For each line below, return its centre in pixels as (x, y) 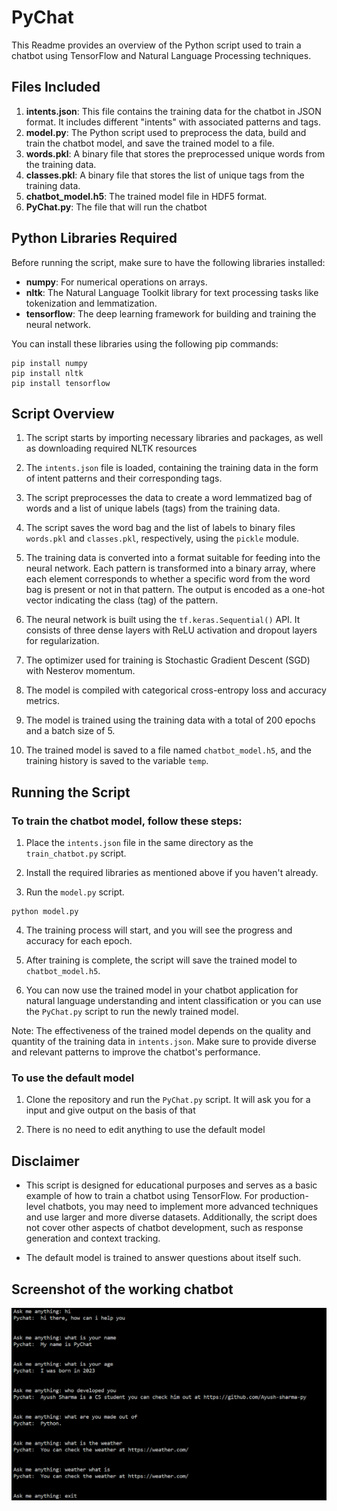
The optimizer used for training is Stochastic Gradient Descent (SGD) (168, 660)
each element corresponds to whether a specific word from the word (168, 579)
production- (284, 1196)
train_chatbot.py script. (76, 853)
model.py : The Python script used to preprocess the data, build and (166, 132)
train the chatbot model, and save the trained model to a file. (150, 143)
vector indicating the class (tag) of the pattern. (122, 600)
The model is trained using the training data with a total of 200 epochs (170, 720)
